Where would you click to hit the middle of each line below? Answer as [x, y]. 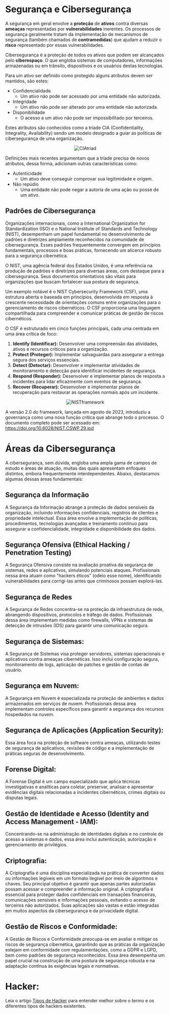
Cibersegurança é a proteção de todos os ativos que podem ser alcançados [85, 55]
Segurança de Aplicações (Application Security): [84, 730]
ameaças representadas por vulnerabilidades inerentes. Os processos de [83, 28]
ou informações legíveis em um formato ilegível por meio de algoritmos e [82, 878]
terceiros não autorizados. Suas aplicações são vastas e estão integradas [82, 905]
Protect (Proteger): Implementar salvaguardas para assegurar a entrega [88, 354]
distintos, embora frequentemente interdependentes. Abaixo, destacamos [82, 473]
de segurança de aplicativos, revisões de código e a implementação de [80, 748]
